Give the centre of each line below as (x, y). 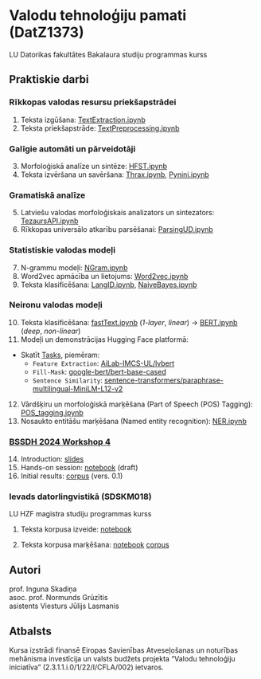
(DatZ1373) (47, 32)
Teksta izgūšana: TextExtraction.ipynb (83, 120)
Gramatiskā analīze (47, 195)
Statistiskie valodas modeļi (62, 250)
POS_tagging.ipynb (52, 412)
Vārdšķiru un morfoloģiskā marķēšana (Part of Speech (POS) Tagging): (136, 404)
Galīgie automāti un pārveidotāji (72, 148)
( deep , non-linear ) (51, 331)
